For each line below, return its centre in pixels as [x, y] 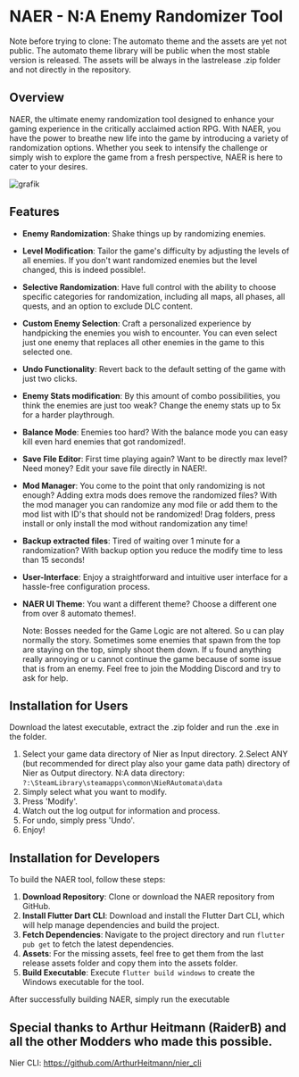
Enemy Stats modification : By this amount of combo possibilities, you [151, 395]
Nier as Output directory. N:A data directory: [104, 773]
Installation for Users [69, 705]
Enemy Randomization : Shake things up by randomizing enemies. [144, 233]
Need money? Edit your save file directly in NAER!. [115, 468]
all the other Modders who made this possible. [141, 1041]
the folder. [28, 737]
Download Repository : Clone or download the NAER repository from [148, 897]
